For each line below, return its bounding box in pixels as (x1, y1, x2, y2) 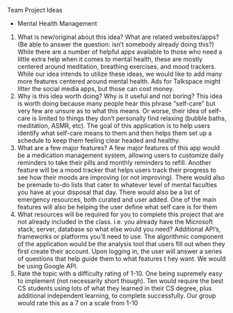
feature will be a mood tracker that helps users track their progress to (17, 166, 217, 174)
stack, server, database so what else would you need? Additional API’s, (17, 225, 221, 233)
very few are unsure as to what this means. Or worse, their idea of (17, 107, 207, 115)
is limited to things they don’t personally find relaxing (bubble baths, (31, 114, 227, 122)
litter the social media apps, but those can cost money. (17, 85, 175, 93)
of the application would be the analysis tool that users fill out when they (17, 240, 225, 248)
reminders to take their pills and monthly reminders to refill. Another (17, 159, 211, 166)
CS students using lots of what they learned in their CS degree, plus (17, 284, 212, 292)
